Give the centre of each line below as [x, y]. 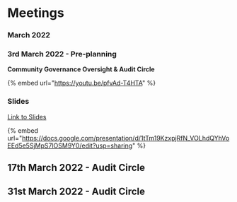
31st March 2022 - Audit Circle [76, 192]
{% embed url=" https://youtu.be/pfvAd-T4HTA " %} [82, 83]
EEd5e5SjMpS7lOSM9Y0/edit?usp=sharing [70, 145]
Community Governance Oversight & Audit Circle [81, 69]
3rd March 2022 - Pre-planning [62, 54]
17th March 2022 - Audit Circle [76, 168]
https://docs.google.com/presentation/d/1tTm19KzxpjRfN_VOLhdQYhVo [126, 138]
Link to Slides [27, 117]
